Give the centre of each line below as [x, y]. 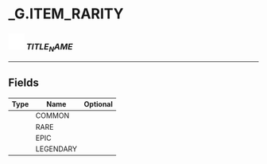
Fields [24, 83]
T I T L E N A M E [49, 48]
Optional [99, 104]
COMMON [52, 115]
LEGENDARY [56, 149]
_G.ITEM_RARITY [66, 14]
